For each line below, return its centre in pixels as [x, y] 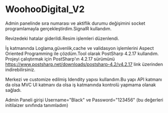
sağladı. [13, 90]
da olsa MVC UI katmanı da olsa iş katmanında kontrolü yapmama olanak [81, 85]
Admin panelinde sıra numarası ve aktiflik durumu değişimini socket [75, 23]
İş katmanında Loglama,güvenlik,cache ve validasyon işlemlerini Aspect [79, 48]
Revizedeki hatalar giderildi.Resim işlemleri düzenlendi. [62, 38]
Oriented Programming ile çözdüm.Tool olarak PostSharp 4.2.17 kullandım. [82, 53]
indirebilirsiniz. [20, 70]
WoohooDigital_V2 [45, 9]
